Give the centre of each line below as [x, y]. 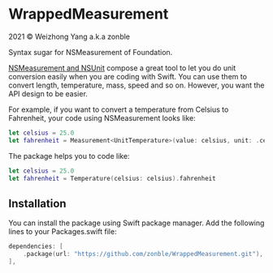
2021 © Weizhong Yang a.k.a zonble [69, 36]
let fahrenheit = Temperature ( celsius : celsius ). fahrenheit [113, 178]
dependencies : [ [36, 247]
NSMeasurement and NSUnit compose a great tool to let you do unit [122, 68]
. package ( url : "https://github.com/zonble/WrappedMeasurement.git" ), [143, 254]
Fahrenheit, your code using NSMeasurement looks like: [102, 117]
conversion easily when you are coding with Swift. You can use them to [128, 76]
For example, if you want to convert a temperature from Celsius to [119, 109]
